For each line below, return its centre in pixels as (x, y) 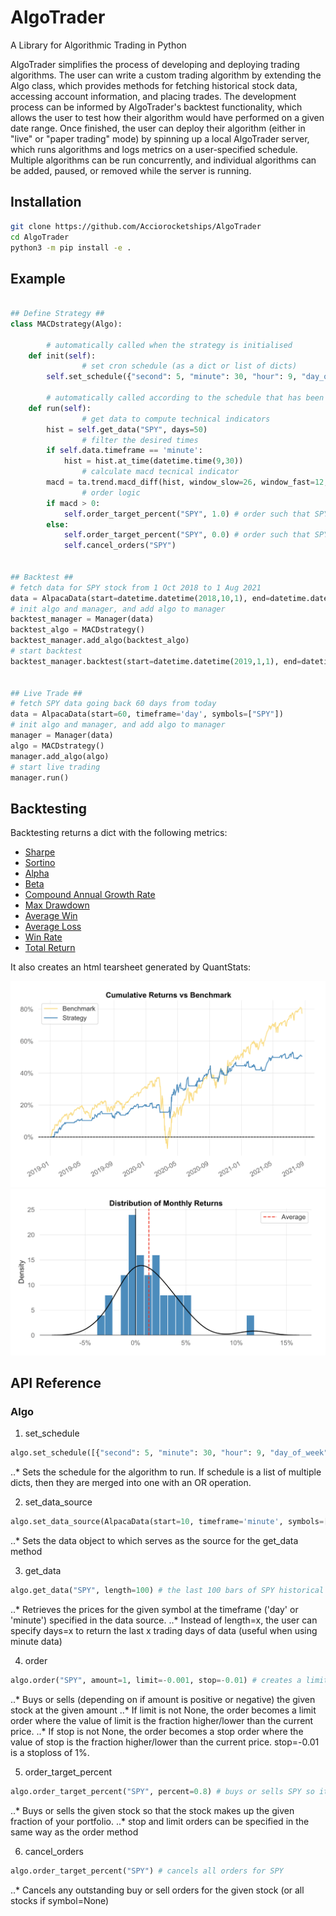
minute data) (36, 1642)
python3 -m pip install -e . (71, 247)
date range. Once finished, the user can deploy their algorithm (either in (158, 128)
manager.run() (40, 777)
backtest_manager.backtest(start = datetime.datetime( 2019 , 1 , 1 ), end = (156, 661)
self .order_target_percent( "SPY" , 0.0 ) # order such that (187, 535)
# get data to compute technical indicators (176, 419)
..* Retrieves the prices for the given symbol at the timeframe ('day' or (154, 1610)
